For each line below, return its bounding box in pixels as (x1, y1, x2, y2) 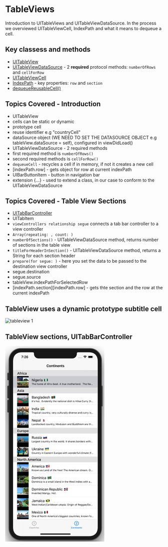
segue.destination (12, 269, 50, 275)
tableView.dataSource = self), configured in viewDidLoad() (12, 139, 133, 146)
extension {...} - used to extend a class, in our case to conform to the (12, 177, 155, 183)
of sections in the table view (12, 242, 71, 248)
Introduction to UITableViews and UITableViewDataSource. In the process (5, 20, 156, 26)
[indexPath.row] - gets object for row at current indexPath (12, 166, 132, 172)
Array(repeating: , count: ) (12, 232, 73, 238)
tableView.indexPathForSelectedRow (12, 279, 88, 285)
